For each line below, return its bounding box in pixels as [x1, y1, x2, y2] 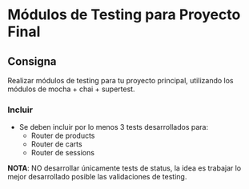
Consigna [7, 54, 57, 68]
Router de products [30, 131, 95, 141]
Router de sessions [30, 148, 95, 158]
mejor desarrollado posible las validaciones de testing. [7, 172, 187, 182]
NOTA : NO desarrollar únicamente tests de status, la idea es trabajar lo [7, 163, 242, 173]
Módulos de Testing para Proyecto [7, 6, 241, 24]
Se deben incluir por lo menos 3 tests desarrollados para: [18, 123, 209, 132]
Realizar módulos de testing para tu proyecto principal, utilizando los [7, 76, 234, 85]
